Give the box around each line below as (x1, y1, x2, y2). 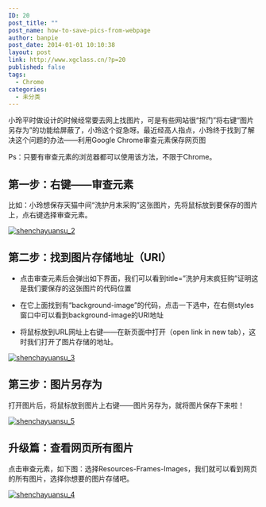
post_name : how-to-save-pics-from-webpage (8, 26, 151, 34)
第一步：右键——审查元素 (8, 178, 133, 191)
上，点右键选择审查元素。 (8, 210, 92, 220)
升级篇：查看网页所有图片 (8, 441, 133, 455)
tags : (8, 71, 26, 79)
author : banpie (8, 33, 59, 42)
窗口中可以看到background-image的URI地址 (19, 310, 164, 320)
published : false (8, 63, 66, 71)
